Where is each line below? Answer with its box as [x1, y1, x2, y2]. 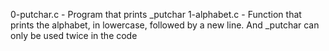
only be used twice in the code [10, 30, 138, 41]
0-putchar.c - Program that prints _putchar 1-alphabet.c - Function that [10, 9, 302, 20]
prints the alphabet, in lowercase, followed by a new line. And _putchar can [10, 19, 320, 31]
